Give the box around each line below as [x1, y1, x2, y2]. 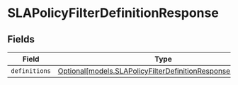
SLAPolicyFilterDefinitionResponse [7, 5, 220, 21]
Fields [7, 33, 35, 45]
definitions [11, 67, 52, 75]
